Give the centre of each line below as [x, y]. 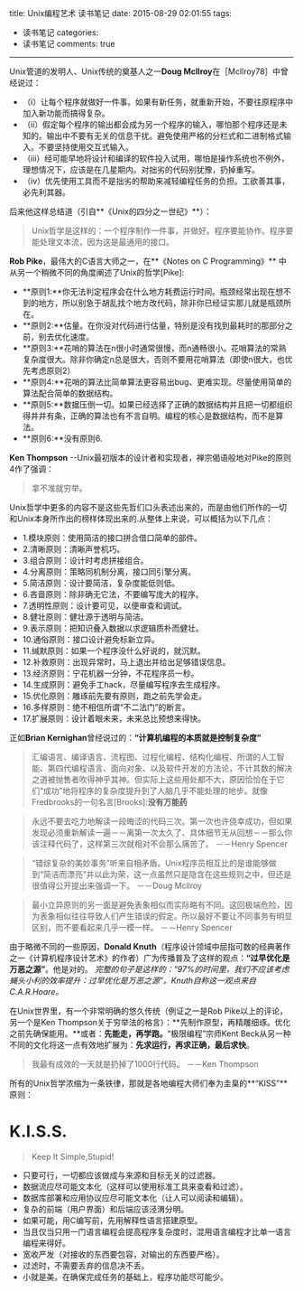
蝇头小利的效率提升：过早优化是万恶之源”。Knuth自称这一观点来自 [133, 980]
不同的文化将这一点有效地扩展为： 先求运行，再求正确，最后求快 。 [132, 1045]
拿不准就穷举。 [59, 488]
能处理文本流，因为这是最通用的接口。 [102, 242]
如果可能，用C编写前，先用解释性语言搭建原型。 [112, 1220]
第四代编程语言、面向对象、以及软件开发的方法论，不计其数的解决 [170, 768]
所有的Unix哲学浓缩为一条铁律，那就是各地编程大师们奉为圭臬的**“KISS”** [149, 1083]
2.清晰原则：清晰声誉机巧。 [73, 549]
